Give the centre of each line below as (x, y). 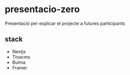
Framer (20, 67)
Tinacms (21, 57)
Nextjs (19, 51)
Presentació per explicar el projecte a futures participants (65, 23)
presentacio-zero (42, 9)
